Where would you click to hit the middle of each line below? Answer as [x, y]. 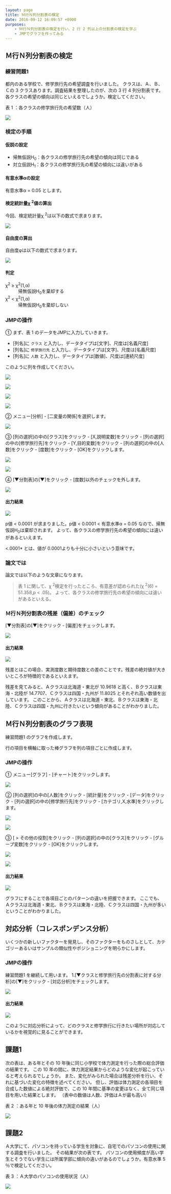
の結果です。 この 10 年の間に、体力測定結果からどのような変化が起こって [83, 1069]
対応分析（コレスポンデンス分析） [59, 929]
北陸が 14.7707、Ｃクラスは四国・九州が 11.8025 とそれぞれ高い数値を [88, 693]
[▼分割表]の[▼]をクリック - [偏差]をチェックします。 [62, 625]
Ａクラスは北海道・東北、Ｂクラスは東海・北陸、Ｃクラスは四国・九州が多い [86, 904]
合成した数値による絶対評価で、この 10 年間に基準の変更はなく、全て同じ [82, 1089]
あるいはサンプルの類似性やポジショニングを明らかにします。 [83, 948]
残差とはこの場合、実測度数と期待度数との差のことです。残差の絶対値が [81, 670]
